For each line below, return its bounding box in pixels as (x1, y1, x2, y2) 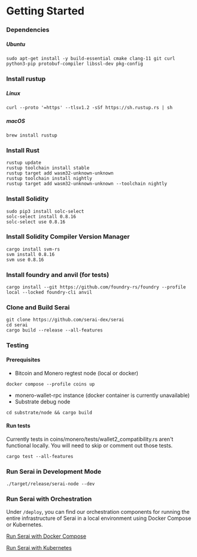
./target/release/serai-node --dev (6, 481, 95, 487)
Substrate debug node (14, 398, 71, 405)
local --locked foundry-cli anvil (6, 290, 93, 296)
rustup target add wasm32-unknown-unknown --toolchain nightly (6, 181, 168, 187)
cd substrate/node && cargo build (6, 410, 93, 416)
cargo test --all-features (6, 453, 74, 459)
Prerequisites (6, 356, 41, 363)
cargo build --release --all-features (6, 327, 103, 333)
